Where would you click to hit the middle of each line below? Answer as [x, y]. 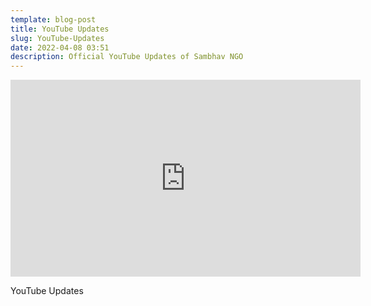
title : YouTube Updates [60, 29]
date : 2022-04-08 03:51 [60, 47]
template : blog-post [53, 19]
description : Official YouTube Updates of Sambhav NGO [127, 57]
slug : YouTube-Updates [57, 38]
